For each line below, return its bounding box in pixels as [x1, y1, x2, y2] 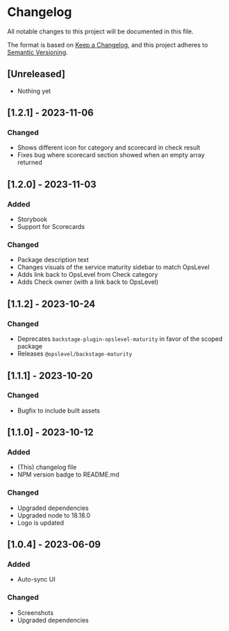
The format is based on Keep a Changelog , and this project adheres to [7, 40, 208, 49]
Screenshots [17, 608, 54, 616]
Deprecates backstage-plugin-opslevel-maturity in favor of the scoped [17, 335, 223, 343]
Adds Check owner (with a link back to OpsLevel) [17, 278, 159, 286]
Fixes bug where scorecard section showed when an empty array [17, 151, 205, 159]
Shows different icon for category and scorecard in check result [17, 143, 201, 152]
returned [17, 158, 43, 167]
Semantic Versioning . [7, 48, 68, 56]
